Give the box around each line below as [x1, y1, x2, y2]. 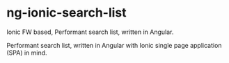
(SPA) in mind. [6, 48, 47, 57]
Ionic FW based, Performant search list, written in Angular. [6, 28, 174, 36]
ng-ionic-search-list [6, 5, 127, 21]
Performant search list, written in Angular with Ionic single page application [6, 41, 222, 49]
